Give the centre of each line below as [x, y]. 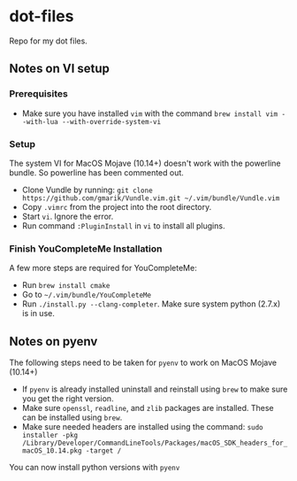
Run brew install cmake [66, 285]
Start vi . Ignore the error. [68, 216]
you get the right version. [68, 399]
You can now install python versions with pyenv [95, 468]
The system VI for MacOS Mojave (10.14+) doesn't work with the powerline [145, 163]
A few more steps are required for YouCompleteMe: [103, 268]
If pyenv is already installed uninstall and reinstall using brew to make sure [155, 389]
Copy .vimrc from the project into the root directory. [117, 206]
